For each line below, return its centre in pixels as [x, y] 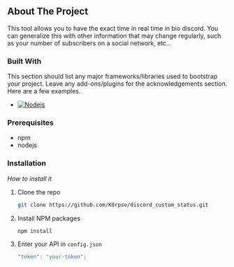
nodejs [27, 145]
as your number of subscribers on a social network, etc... [90, 43]
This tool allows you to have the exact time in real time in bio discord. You [113, 28]
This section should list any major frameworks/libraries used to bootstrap [112, 77]
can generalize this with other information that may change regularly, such [114, 36]
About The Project [48, 12]
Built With [24, 61]
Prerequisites [30, 123]
